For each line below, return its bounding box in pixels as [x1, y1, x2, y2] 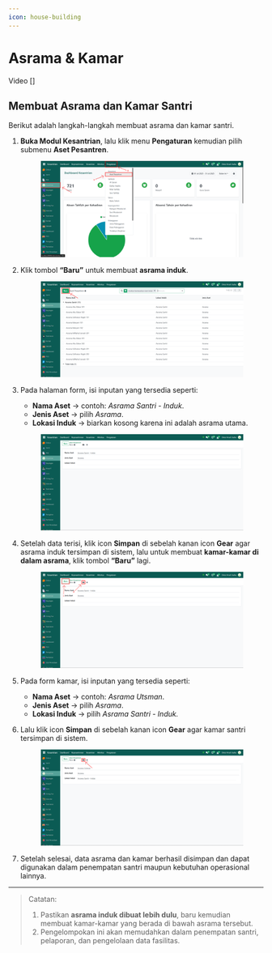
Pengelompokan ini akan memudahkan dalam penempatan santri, [40, 927, 259, 937]
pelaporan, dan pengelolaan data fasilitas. [40, 936, 181, 946]
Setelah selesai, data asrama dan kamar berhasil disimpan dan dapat [19, 854, 250, 864]
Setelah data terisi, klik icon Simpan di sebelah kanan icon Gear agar [19, 538, 251, 548]
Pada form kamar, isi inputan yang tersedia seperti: [19, 676, 190, 686]
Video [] [8, 75, 36, 85]
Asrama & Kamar [8, 49, 124, 67]
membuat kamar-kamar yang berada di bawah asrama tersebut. [40, 919, 253, 929]
